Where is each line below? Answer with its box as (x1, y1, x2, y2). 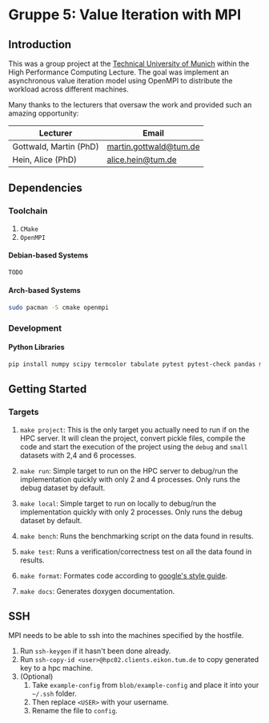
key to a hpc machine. (19, 664, 94, 673)
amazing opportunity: (8, 108, 79, 118)
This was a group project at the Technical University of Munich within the (8, 59, 250, 68)
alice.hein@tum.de (106, 154, 178, 165)
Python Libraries (8, 343, 66, 352)
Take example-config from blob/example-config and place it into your (31, 680, 259, 690)
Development (8, 323, 62, 334)
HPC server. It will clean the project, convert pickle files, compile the (19, 433, 246, 443)
